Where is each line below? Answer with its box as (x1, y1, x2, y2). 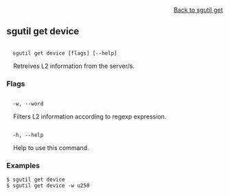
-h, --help (12, 132, 44, 139)
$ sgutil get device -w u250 (6, 182, 90, 189)
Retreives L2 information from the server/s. (12, 62, 135, 70)
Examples (6, 161, 41, 171)
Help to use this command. (12, 144, 89, 152)
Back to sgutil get (173, 6, 223, 14)
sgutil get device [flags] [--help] (12, 49, 117, 57)
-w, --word (12, 101, 44, 108)
